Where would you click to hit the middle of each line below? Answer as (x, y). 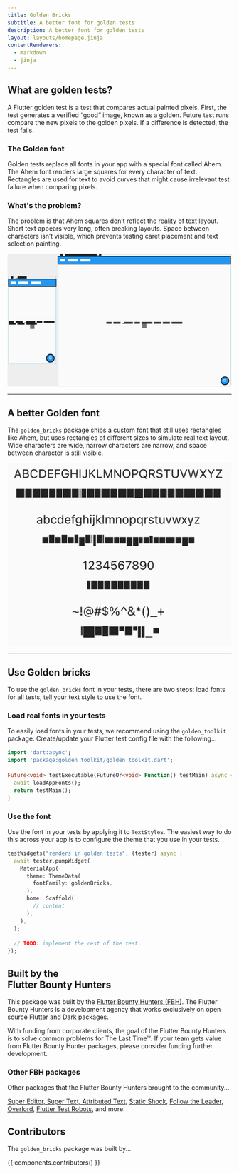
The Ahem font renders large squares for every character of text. (102, 171)
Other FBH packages (44, 1072)
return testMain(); (43, 790)
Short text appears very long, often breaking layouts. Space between (108, 229)
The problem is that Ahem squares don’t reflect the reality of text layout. (113, 221)
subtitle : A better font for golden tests (71, 22)
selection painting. (34, 244)
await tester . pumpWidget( (52, 861)
